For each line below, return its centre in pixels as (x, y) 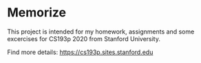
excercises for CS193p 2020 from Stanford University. (84, 38)
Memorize (37, 13)
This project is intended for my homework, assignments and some (101, 32)
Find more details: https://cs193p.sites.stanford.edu (80, 52)
